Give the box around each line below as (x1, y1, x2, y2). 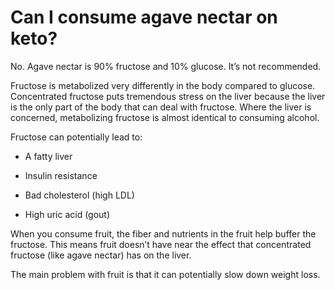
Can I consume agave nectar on (10, 6, 278, 29)
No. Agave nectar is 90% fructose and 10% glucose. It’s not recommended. (10, 60, 322, 72)
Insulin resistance (24, 169, 98, 181)
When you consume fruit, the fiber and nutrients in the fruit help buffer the (10, 227, 317, 240)
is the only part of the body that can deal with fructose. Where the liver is (10, 101, 312, 113)
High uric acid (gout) (24, 208, 111, 220)
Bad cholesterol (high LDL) (24, 189, 135, 201)
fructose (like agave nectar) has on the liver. (10, 249, 192, 261)
